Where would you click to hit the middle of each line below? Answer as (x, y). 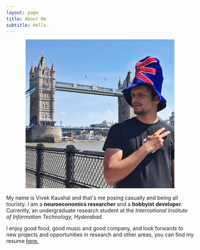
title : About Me (26, 19)
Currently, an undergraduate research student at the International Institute (97, 211)
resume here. (22, 241)
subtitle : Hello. (28, 25)
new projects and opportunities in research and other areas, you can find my (100, 235)
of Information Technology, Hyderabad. (55, 217)
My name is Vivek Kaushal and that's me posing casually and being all (92, 198)
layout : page (22, 12)
